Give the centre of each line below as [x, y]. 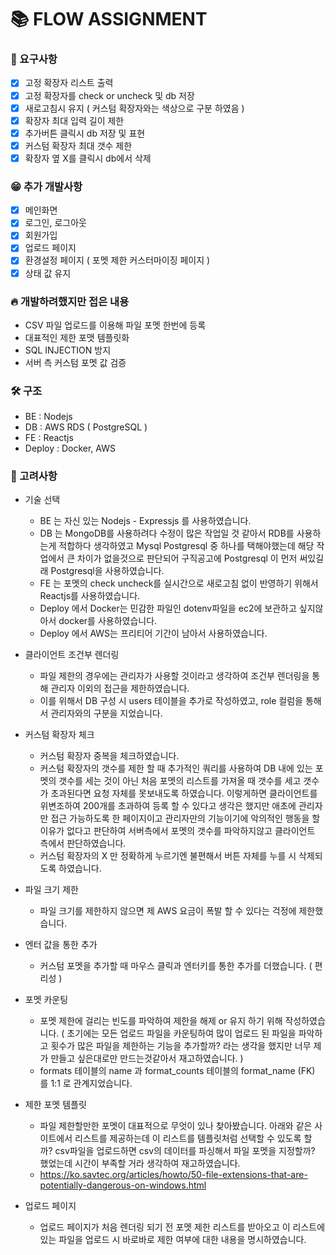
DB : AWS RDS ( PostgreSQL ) [86, 427]
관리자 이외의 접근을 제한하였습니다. [120, 688]
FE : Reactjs [49, 438]
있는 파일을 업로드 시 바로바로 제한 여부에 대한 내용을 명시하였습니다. [173, 1240]
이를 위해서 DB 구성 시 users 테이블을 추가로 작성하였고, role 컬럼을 [171, 701]
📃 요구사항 [34, 59]
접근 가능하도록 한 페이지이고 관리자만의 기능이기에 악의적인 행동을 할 [185, 818]
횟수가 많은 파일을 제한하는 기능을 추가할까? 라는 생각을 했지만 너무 [181, 1046]
